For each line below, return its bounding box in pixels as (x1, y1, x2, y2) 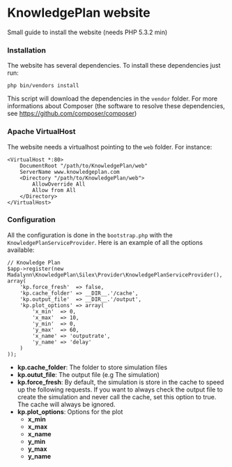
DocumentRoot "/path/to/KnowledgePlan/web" (20, 162, 148, 169)
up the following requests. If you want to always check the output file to (17, 385, 223, 394)
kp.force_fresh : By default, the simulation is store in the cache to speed (17, 378, 224, 386)
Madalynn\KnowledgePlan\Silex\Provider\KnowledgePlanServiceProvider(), (7, 271, 223, 279)
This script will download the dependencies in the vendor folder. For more (7, 94, 218, 103)
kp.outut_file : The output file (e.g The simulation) (17, 370, 160, 378)
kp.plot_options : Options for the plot (17, 407, 123, 416)
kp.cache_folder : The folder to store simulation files (17, 363, 168, 371)
